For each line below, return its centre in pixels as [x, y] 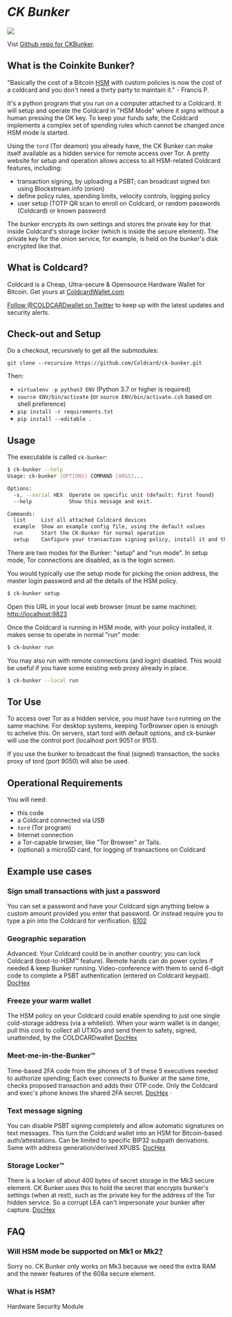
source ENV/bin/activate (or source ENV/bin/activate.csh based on [114, 397]
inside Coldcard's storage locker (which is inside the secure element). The [113, 231]
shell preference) [41, 404]
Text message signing [45, 1111]
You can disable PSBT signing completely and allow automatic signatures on [116, 1126]
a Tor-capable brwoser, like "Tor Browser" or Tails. [89, 842]
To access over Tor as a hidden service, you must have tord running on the [114, 719]
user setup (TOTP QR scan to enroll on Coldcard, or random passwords [119, 203]
